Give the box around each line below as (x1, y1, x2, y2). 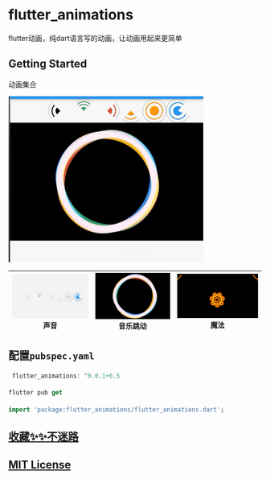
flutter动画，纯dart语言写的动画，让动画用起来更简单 (8, 33, 182, 43)
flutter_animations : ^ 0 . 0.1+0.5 (11, 372, 121, 380)
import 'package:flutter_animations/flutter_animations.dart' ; (8, 406, 225, 414)
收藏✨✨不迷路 (8, 430, 79, 444)
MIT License (8, 457, 72, 472)
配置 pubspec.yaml (8, 349, 95, 363)
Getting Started (8, 57, 88, 71)
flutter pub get (8, 389, 63, 397)
